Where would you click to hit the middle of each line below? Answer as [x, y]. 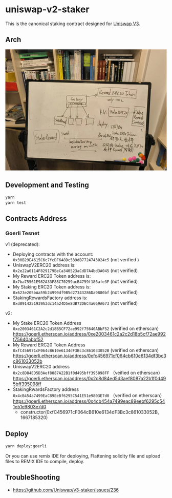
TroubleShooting [33, 478]
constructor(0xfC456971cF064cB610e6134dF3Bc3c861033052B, [90, 412]
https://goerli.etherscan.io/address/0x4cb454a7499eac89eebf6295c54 [89, 401]
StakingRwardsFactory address [46, 389]
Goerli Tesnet [23, 233]
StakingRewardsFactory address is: [50, 298]
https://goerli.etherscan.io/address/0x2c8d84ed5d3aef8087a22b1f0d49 [89, 379]
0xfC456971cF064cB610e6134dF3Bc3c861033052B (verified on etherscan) [86, 350]
